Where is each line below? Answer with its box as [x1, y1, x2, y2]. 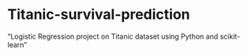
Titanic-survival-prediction [7, 6, 190, 24]
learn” [7, 39, 28, 49]
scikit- [220, 32, 241, 41]
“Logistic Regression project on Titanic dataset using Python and [7, 32, 219, 41]
